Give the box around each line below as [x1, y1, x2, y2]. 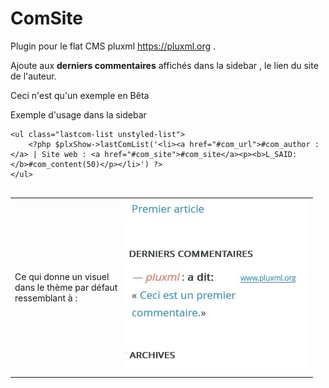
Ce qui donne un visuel [14, 270, 110, 282]
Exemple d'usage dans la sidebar [10, 108, 147, 121]
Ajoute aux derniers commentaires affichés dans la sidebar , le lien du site [10, 59, 319, 71]
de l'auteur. [10, 70, 57, 82]
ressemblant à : [14, 292, 78, 304]
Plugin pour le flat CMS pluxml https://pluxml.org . [10, 40, 217, 52]
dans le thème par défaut [14, 281, 118, 293]
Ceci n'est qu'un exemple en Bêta [10, 89, 150, 101]
